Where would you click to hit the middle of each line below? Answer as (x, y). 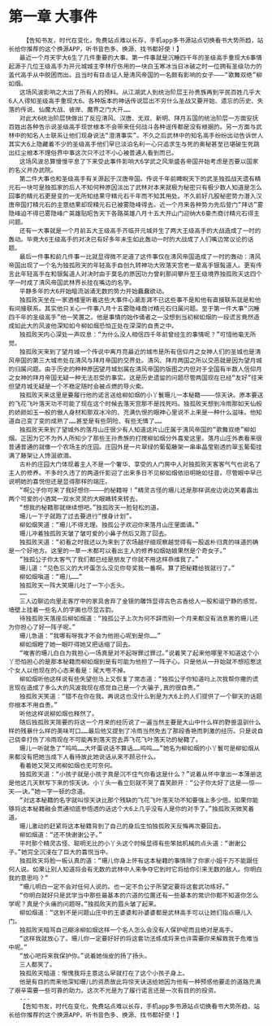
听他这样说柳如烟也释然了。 (59, 713)
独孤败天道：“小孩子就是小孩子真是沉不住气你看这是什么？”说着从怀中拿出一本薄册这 (140, 774)
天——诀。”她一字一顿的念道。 (49, 791)
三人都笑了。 (37, 965)
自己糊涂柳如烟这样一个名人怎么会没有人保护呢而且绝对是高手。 (146, 930)
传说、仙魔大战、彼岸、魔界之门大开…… (76, 110)
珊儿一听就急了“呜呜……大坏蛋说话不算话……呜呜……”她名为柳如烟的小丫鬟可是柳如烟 (136, 748)
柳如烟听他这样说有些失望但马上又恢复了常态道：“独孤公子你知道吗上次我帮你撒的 (136, 679)
